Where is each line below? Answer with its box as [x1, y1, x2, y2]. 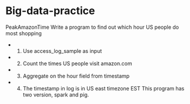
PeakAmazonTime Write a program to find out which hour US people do [5, 24, 179, 31]
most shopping [5, 29, 42, 36]
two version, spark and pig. [22, 91, 89, 98]
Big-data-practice [5, 4, 95, 18]
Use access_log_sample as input [22, 47, 102, 54]
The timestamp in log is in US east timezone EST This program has [22, 85, 185, 92]
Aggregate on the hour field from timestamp [22, 72, 130, 79]
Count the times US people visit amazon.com [22, 60, 132, 67]
